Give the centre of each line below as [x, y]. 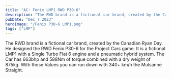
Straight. [14, 70]
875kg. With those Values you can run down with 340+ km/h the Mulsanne [83, 65]
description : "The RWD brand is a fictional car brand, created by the [83, 15]
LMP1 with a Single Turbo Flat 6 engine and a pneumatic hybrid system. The [85, 54]
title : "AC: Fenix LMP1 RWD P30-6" [43, 10]
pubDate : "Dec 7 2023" [29, 19]
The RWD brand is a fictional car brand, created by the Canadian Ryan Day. [84, 43]
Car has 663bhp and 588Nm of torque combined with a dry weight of [78, 59]
